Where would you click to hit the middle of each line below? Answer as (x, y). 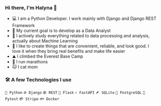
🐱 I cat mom (25, 67)
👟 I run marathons (30, 62)
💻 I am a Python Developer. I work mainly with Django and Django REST (84, 18)
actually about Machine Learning (45, 41)
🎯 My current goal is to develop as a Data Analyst (61, 30)
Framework (23, 26)
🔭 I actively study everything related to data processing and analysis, (81, 36)
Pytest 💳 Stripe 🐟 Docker (32, 99)
